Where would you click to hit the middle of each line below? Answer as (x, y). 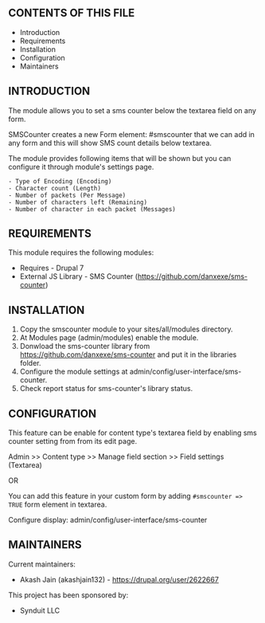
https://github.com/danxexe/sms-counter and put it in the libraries (128, 355)
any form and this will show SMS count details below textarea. (110, 143)
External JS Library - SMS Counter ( (78, 276)
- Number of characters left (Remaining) (78, 202)
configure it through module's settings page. (81, 167)
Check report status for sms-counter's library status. (106, 389)
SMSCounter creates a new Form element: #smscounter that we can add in (131, 134)
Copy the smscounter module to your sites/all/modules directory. (126, 329)
